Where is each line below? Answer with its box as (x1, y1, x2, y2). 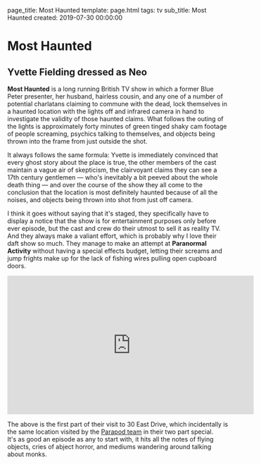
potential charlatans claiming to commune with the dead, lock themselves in (7, 100, 227, 108)
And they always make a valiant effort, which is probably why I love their (7, 232, 217, 240)
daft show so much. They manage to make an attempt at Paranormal (7, 239, 208, 247)
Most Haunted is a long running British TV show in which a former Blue (7, 84, 214, 93)
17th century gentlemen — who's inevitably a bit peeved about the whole (7, 173, 218, 182)
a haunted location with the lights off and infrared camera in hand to (7, 107, 205, 115)
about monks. (7, 450, 47, 458)
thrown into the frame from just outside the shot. (7, 137, 148, 145)
